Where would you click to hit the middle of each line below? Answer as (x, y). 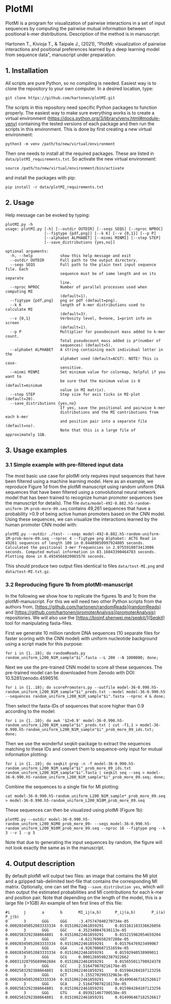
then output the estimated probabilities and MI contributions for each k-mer (85, 892)
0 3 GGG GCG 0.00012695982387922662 (67, 957)
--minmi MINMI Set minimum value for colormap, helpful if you (88, 372)
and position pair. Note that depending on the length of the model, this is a (83, 898)
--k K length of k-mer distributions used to (77, 305)
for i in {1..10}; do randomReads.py (45, 653)
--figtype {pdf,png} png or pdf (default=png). (64, 300)
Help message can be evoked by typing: (48, 215)
